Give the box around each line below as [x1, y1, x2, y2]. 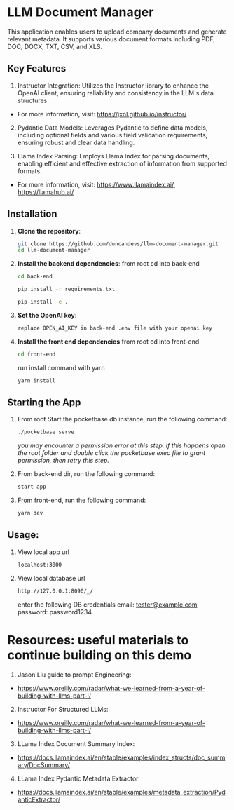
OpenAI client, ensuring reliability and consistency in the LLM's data [17, 88, 214, 97]
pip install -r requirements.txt [17, 285, 116, 293]
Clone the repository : [17, 227, 81, 235]
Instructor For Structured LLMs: [17, 705, 109, 713]
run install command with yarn [17, 363, 105, 372]
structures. [17, 96, 49, 104]
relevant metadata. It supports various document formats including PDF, [7, 34, 216, 43]
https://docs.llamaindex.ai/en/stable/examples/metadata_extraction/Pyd [17, 788, 226, 796]
